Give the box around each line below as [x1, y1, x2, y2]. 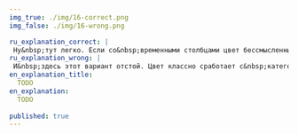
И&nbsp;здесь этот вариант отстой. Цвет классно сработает [12, 62, 237, 71]
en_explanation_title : [9, 70, 93, 80]
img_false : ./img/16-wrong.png [9, 21, 125, 30]
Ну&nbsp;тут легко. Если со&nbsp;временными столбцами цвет [12, 45, 240, 54]
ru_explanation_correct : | [9, 37, 109, 46]
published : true [9, 112, 69, 121]
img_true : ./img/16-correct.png [9, 12, 129, 22]
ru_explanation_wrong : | [9, 54, 101, 63]
